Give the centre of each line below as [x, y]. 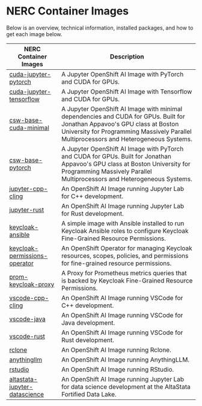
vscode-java [28, 319]
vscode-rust [27, 336]
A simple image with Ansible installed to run [123, 223]
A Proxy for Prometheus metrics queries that [124, 273]
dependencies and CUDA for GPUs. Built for [123, 116]
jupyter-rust [27, 210]
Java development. [88, 322]
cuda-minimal [29, 128]
